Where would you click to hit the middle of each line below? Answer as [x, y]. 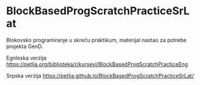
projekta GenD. [25, 46]
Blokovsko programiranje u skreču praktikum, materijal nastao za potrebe [96, 40]
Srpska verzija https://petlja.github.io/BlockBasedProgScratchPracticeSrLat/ [100, 75]
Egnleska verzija [26, 58]
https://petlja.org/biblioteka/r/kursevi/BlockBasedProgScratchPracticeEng [97, 64]
